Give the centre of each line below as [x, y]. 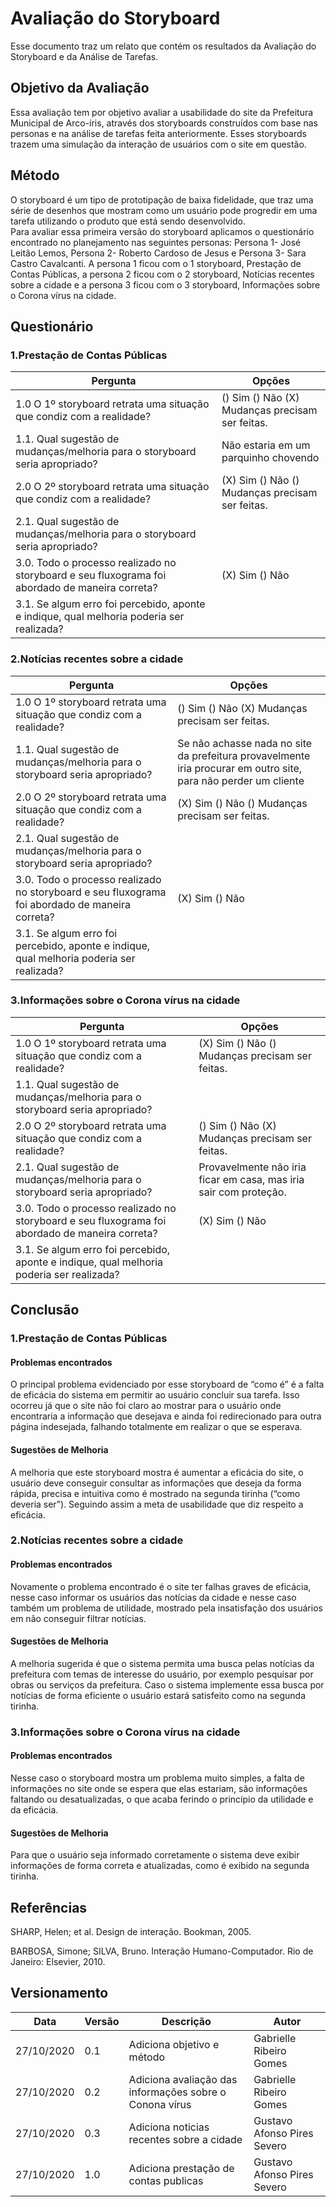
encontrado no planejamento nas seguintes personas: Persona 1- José [156, 242]
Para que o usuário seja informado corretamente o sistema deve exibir [155, 1855]
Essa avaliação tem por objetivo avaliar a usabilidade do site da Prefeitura [162, 112]
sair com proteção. [242, 1192]
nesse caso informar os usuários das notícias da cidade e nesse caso [153, 1597]
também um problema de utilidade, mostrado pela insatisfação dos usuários [166, 1608]
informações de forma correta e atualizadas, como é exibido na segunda [160, 1866]
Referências [49, 1907]
